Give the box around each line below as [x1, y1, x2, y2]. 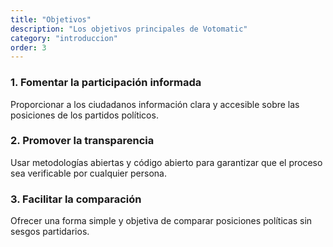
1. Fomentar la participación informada [10, 76, 202, 90]
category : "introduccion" [10, 33, 118, 43]
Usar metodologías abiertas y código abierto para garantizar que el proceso [10, 156, 323, 168]
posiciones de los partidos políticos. [10, 109, 159, 121]
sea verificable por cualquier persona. [10, 167, 167, 179]
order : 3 [10, 42, 47, 53]
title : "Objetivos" [10, 14, 92, 25]
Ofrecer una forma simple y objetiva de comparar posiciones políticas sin [10, 215, 313, 227]
